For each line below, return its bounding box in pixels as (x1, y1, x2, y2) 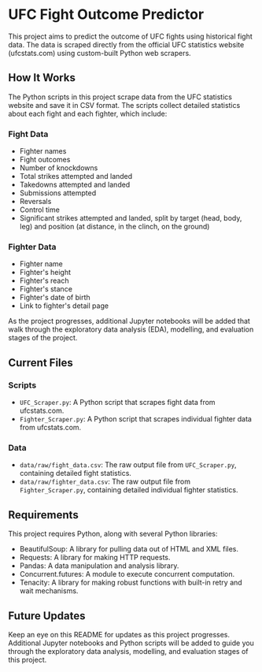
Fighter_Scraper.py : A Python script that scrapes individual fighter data (19, 414, 252, 424)
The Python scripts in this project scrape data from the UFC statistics (8, 92, 232, 102)
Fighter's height (19, 268, 71, 277)
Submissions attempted (19, 188, 97, 198)
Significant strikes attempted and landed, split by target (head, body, (19, 213, 242, 223)
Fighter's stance (19, 284, 73, 294)
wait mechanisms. (19, 586, 79, 596)
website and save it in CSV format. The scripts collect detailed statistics (8, 100, 241, 110)
